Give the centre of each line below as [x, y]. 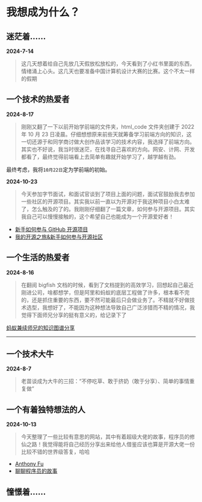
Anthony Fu [29, 464]
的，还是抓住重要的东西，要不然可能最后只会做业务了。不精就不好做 [105, 300]
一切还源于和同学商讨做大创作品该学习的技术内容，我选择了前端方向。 [108, 141]
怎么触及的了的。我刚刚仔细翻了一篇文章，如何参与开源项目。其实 [113, 209]
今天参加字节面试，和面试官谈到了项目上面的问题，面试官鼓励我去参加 [108, 194]
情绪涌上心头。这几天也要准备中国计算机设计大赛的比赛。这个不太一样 [108, 71]
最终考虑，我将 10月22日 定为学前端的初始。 [58, 170]
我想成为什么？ [43, 12]
